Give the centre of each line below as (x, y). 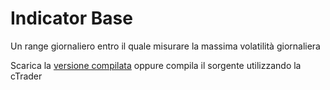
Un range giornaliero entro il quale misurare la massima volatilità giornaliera (165, 46)
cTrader (26, 76)
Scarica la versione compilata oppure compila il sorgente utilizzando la (156, 65)
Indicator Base (71, 18)
